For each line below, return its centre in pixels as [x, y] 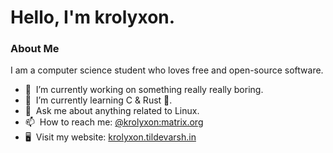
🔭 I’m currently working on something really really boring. [144, 90]
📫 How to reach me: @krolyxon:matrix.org [114, 122]
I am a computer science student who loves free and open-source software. [167, 70]
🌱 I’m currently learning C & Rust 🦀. [98, 100]
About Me [35, 49]
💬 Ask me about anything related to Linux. [112, 111]
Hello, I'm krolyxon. [93, 17]
